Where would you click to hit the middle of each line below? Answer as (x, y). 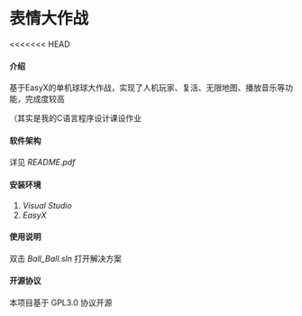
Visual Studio (47, 205)
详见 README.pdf (42, 163)
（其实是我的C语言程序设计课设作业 (76, 118)
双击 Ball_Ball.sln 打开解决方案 (65, 258)
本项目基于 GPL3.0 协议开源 (61, 302)
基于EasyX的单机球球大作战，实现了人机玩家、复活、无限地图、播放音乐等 (147, 88)
